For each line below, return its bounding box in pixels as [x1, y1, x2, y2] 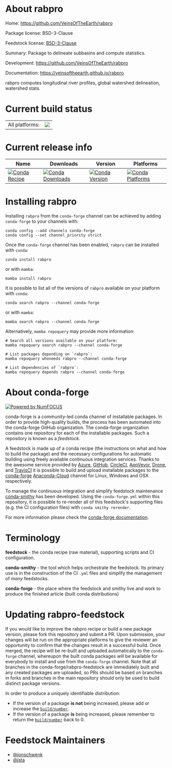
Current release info [5, 142, 93, 153]
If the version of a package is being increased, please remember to [12, 711, 155, 717]
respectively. [5, 478, 32, 484]
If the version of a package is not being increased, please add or [12, 700, 149, 706]
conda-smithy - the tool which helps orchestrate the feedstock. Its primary [5, 564, 164, 570]
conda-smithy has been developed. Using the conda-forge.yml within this [5, 493, 160, 499]
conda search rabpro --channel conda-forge [5, 300, 100, 305]
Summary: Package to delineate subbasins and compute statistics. [5, 50, 146, 56]
